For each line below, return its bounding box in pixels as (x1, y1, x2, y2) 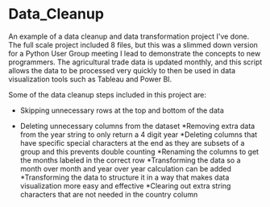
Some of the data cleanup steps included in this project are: (8, 89, 207, 99)
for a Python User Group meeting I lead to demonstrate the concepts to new (8, 48, 261, 58)
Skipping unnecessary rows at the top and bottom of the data (19, 106, 224, 115)
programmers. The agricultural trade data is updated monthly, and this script (8, 57, 263, 67)
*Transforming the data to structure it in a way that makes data (19, 172, 230, 182)
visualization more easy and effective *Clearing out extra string (19, 180, 231, 190)
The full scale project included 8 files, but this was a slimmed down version (8, 39, 258, 49)
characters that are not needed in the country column (19, 189, 198, 199)
